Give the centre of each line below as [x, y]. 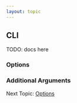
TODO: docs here [28, 49]
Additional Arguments [38, 81]
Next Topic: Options [31, 93]
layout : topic [24, 11]
